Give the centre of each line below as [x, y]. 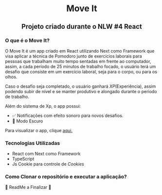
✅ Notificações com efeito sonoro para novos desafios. [68, 116]
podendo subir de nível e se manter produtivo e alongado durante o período [81, 91]
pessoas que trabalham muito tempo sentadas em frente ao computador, [78, 61]
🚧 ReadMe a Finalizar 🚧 [28, 187]
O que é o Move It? [27, 40]
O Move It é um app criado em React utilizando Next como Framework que [80, 51]
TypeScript [23, 159]
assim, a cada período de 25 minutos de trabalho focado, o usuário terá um [81, 66]
